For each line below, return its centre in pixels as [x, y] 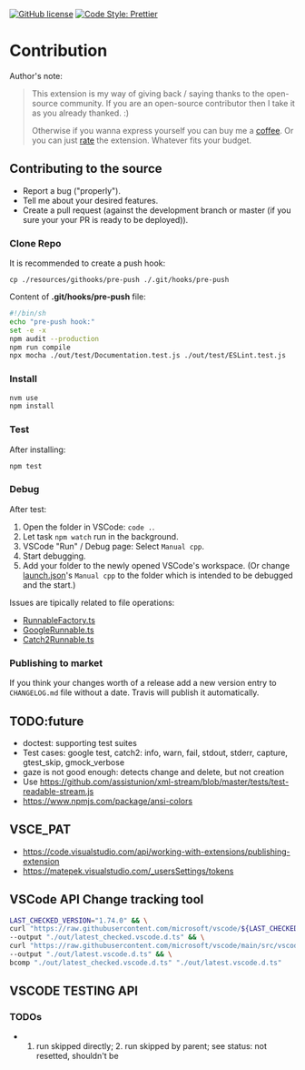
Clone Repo [35, 243]
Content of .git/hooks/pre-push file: [78, 297]
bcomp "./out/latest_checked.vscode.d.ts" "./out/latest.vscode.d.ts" [146, 963]
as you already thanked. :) [80, 113]
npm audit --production [54, 338]
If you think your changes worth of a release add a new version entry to [143, 683]
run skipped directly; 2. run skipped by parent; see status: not [152, 1046]
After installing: [38, 449]
